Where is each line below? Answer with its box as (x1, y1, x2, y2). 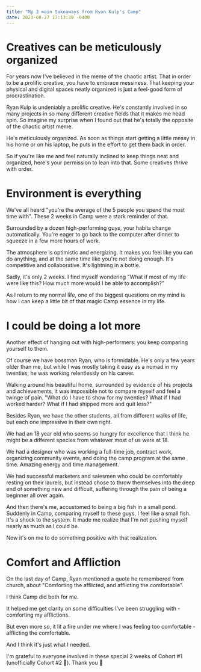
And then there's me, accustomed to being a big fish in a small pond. (6, 504, 177, 511)
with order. (6, 165, 33, 173)
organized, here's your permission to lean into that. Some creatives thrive (6, 159, 188, 166)
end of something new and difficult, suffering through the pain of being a (6, 486, 187, 493)
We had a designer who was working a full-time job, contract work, (6, 448, 173, 455)
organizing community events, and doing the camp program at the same (6, 455, 185, 462)
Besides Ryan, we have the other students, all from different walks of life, (6, 412, 188, 419)
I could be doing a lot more (6, 319, 141, 333)
